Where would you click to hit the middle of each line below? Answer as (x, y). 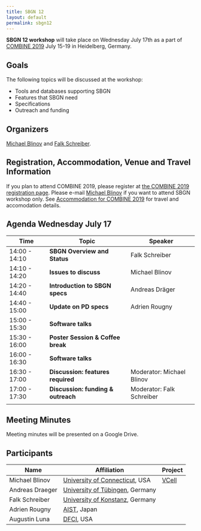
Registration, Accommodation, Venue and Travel (99, 162)
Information (29, 172)
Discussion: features (79, 372)
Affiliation (110, 470)
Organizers (28, 129)
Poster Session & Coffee (85, 337)
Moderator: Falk (153, 389)
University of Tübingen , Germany (110, 490)
